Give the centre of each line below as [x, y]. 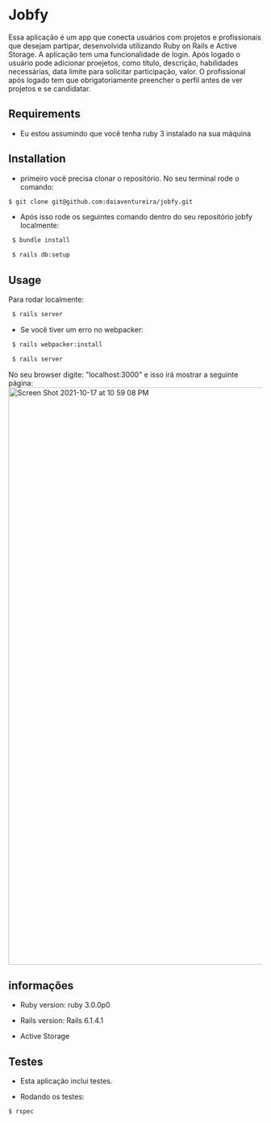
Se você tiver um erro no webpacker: [81, 329]
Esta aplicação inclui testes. [66, 1081]
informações [41, 986]
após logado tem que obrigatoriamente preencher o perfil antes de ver [126, 80]
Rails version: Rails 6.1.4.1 [61, 1021]
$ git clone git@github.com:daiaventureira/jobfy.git [101, 202]
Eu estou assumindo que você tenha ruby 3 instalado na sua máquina [135, 133]
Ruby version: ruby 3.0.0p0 [65, 1005]
